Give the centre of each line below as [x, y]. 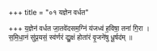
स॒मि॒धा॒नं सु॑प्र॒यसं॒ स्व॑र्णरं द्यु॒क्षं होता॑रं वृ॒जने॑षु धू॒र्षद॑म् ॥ [70, 37]
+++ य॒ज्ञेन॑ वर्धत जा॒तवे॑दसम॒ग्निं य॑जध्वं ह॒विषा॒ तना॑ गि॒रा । [79, 28]
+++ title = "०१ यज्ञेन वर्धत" [49, 12]
